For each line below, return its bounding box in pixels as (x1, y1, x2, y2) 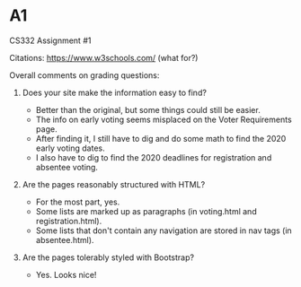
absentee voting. (35, 161, 99, 172)
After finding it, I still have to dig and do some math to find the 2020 (35, 133, 287, 143)
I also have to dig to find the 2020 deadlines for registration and (35, 152, 272, 162)
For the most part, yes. (35, 196, 120, 207)
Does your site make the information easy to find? (22, 87, 207, 98)
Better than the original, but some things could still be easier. (35, 104, 261, 115)
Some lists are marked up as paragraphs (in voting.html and (35, 205, 258, 216)
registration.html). (35, 215, 102, 226)
